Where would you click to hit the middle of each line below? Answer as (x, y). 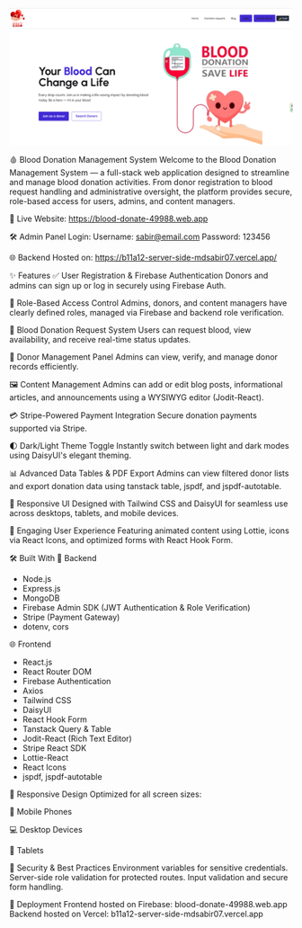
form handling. (36, 887)
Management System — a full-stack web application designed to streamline (150, 173)
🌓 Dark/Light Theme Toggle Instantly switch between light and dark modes (149, 446)
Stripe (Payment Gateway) (71, 617)
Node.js (37, 579)
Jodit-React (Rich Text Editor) (77, 739)
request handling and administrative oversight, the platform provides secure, (151, 192)
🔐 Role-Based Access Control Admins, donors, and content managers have (148, 303)
